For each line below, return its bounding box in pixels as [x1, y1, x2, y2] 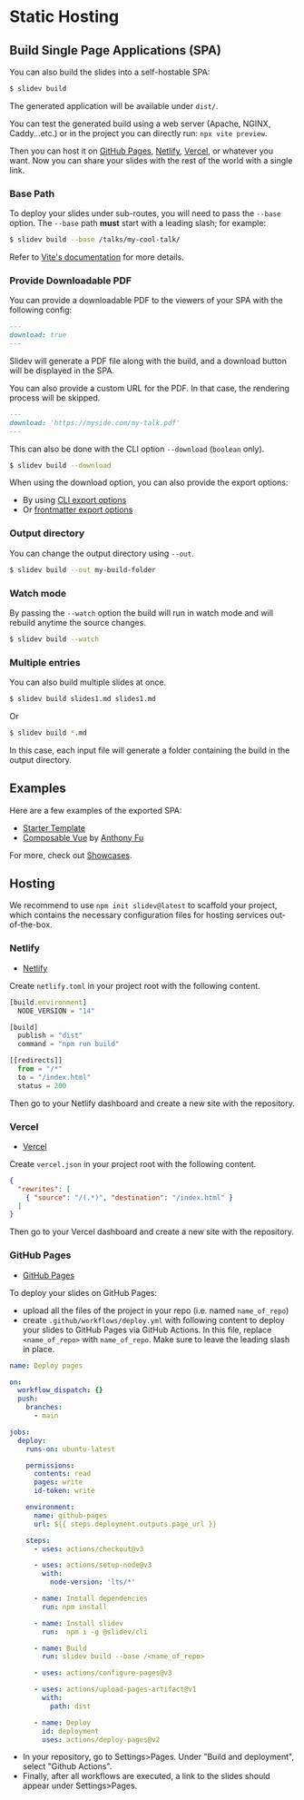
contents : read [33, 1469, 92, 1479]
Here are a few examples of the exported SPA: [9, 805, 182, 816]
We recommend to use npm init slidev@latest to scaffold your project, [9, 900, 278, 911]
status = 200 [17, 1081, 67, 1091]
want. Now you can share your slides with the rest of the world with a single [9, 154, 293, 165]
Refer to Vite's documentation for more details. [9, 252, 184, 262]
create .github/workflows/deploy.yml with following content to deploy [22, 1314, 285, 1325]
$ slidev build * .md [9, 728, 88, 737]
